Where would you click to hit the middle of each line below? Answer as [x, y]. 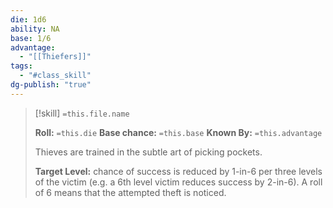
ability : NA [35, 29]
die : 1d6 [28, 19]
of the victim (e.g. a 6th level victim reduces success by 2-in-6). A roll [178, 182]
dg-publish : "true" [51, 85]
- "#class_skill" [55, 76]
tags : [21, 66]
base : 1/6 [31, 38]
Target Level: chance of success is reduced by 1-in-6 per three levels [178, 171]
